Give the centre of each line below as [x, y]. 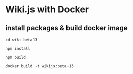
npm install [18, 49]
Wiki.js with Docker [47, 9]
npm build [16, 57]
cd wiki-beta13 [21, 40]
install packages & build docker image [66, 28]
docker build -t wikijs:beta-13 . [42, 66]
